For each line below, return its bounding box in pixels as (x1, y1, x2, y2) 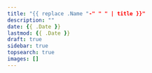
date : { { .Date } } (7, 23, 61, 30)
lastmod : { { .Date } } (7, 29, 71, 37)
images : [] (7, 56, 39, 63)
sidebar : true (7, 42, 49, 49)
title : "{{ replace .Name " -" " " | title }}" (7, 10, 146, 17)
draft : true (7, 36, 42, 43)
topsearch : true (7, 49, 55, 56)
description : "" (7, 17, 55, 24)
